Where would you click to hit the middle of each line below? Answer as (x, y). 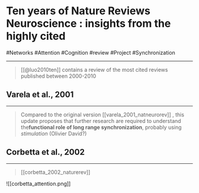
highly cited (36, 36)
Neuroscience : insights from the (89, 23)
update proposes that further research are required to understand (101, 121)
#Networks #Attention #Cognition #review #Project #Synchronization (91, 52)
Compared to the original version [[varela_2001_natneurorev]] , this (102, 115)
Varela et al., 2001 (40, 95)
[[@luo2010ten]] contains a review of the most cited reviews (94, 69)
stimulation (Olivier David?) (54, 133)
